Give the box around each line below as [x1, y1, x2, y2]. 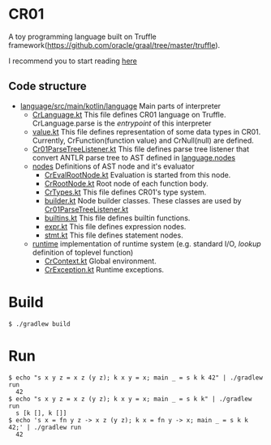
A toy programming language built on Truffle [8, 32, 157, 41]
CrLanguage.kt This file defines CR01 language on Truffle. [32, 109, 226, 119]
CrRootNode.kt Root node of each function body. [44, 178, 209, 188]
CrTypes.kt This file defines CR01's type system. [44, 187, 207, 197]
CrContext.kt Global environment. [44, 256, 157, 266]
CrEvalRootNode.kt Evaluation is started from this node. [44, 169, 231, 179]
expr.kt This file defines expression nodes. [44, 221, 187, 231]
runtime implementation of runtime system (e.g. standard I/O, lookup [32, 238, 261, 248]
